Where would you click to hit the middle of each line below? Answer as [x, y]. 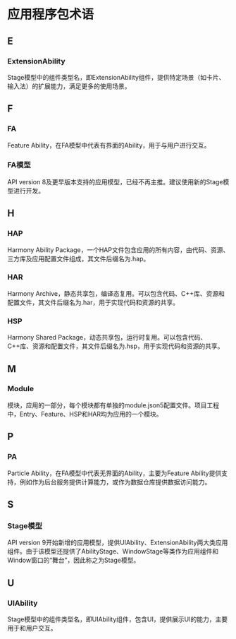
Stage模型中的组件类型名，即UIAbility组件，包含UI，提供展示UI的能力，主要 [117, 619]
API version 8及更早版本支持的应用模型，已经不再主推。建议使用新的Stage [115, 181]
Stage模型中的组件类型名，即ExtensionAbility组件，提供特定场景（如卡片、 [116, 77]
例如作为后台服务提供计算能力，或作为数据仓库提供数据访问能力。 [115, 482]
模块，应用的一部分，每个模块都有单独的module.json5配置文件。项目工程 [113, 405]
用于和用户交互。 [32, 628]
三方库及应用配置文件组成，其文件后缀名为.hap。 [79, 258]
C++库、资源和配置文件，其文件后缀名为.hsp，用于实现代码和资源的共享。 [116, 346]
